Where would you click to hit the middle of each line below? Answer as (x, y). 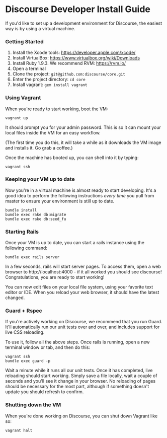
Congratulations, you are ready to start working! (55, 277)
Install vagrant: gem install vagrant (50, 85)
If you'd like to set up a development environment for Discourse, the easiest (84, 23)
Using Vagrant (23, 98)
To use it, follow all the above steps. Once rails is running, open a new (77, 342)
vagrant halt (19, 430)
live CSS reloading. (25, 332)
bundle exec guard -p (28, 361)
